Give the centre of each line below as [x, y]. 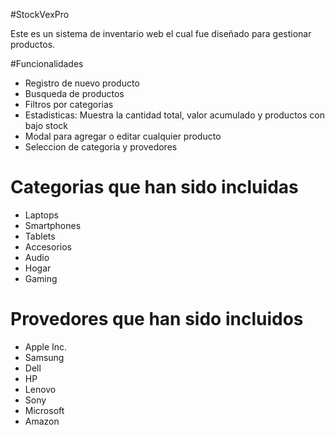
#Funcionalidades [47, 63]
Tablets [40, 236]
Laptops [41, 215]
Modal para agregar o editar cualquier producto [123, 136]
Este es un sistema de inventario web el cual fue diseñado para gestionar [161, 33]
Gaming [41, 278]
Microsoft [44, 410]
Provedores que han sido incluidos [157, 319]
